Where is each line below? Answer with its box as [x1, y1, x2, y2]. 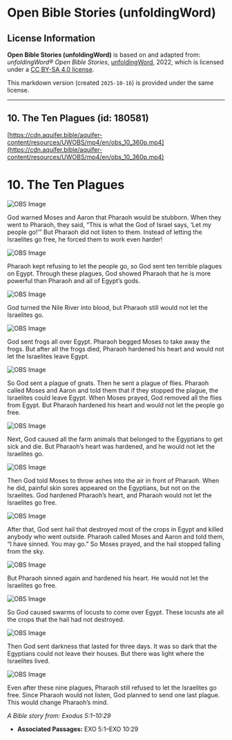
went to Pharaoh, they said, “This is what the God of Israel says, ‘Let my [7, 220, 212, 228]
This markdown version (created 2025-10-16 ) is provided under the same [7, 79, 214, 87]
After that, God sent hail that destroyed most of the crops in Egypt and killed [7, 525, 224, 533]
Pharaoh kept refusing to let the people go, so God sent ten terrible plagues [7, 262, 222, 270]
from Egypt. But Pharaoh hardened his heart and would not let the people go [7, 400, 224, 409]
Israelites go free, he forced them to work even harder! [7, 235, 163, 243]
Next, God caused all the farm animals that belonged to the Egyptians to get [7, 435, 223, 443]
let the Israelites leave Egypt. [7, 352, 90, 360]
